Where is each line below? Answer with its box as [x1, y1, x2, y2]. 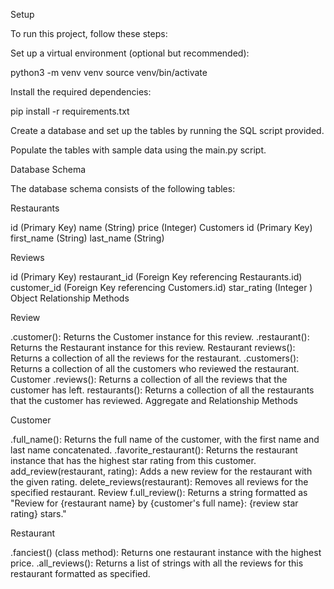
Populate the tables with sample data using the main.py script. [10, 144, 267, 156]
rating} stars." [10, 508, 67, 519]
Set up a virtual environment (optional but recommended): [10, 47, 250, 59]
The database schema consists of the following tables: [10, 183, 236, 194]
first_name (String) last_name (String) [10, 232, 165, 244]
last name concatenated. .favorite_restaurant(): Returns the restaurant [10, 444, 298, 456]
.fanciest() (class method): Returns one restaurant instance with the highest [10, 547, 322, 558]
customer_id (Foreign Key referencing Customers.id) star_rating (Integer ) [10, 282, 313, 293]
